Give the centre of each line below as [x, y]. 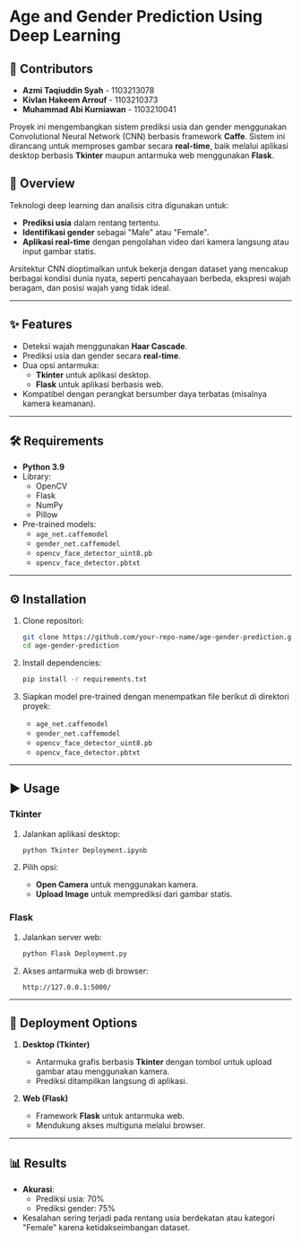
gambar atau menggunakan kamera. [103, 1071]
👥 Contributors [52, 69]
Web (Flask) [45, 1098]
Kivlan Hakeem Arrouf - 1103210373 [90, 100]
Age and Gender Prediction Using [136, 17]
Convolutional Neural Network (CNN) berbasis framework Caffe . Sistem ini [147, 136]
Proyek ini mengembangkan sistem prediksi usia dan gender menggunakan [148, 127]
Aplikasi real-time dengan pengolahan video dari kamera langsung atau [155, 242]
